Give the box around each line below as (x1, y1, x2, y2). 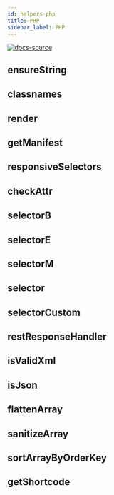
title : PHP (7, 17, 40, 24)
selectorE (7, 233, 51, 246)
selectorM (7, 257, 54, 270)
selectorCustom (7, 306, 81, 318)
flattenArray (7, 404, 63, 416)
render (7, 112, 38, 125)
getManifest (7, 136, 63, 148)
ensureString (7, 63, 68, 76)
